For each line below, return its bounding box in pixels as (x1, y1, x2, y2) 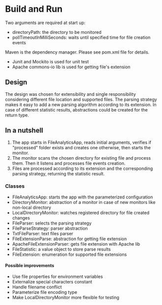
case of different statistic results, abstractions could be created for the (5, 107, 148, 112)
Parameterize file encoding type (12, 289, 78, 295)
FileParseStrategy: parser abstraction (12, 225, 88, 231)
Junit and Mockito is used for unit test (12, 58, 89, 64)
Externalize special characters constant (12, 279, 92, 285)
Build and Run (5, 3, 63, 15)
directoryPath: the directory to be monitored (12, 29, 102, 35)
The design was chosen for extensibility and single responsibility (5, 91, 136, 97)
